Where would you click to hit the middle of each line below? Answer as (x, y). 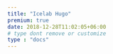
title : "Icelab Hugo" (39, 14)
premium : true (28, 20)
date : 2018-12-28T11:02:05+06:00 (57, 27)
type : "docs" (28, 40)
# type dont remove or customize (57, 33)
